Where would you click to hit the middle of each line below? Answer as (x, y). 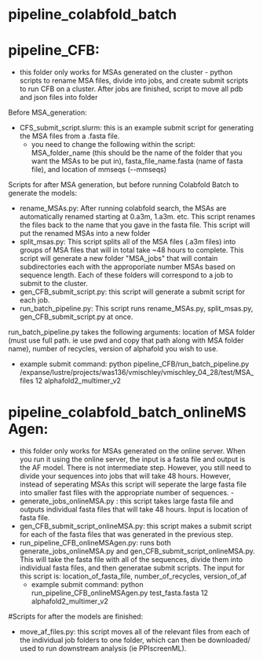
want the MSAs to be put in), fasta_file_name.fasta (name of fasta (137, 161)
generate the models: (43, 193)
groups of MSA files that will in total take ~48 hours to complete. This (131, 250)
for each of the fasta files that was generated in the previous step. (126, 534)
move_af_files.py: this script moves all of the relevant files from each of (134, 632)
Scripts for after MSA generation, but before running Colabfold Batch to (124, 185)
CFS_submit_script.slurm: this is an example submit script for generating (136, 128)
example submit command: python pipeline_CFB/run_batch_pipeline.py (134, 364)
